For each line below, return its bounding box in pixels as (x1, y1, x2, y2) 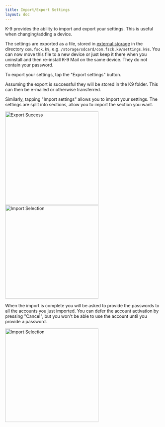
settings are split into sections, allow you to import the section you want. (5, 101, 153, 107)
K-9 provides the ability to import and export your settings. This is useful (5, 25, 153, 31)
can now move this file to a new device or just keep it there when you (5, 51, 147, 57)
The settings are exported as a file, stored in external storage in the (5, 40, 143, 46)
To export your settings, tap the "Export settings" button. (5, 71, 122, 77)
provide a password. (5, 318, 47, 324)
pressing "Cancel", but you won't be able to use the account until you (5, 313, 148, 319)
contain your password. (5, 62, 54, 68)
